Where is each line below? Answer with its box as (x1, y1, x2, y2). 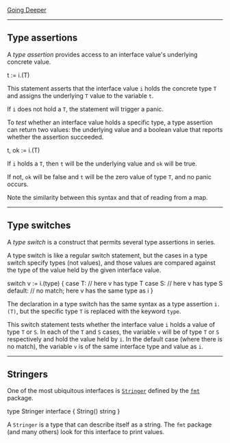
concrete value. (7, 58, 51, 66)
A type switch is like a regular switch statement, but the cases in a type (7, 251, 207, 260)
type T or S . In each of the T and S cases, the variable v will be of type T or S (7, 328, 220, 336)
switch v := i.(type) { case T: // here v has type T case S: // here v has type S (7, 279, 223, 287)
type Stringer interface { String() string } (7, 407, 120, 416)
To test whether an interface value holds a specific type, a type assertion (7, 118, 214, 126)
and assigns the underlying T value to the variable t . (7, 91, 154, 100)
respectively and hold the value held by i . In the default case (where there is (7, 334, 222, 343)
